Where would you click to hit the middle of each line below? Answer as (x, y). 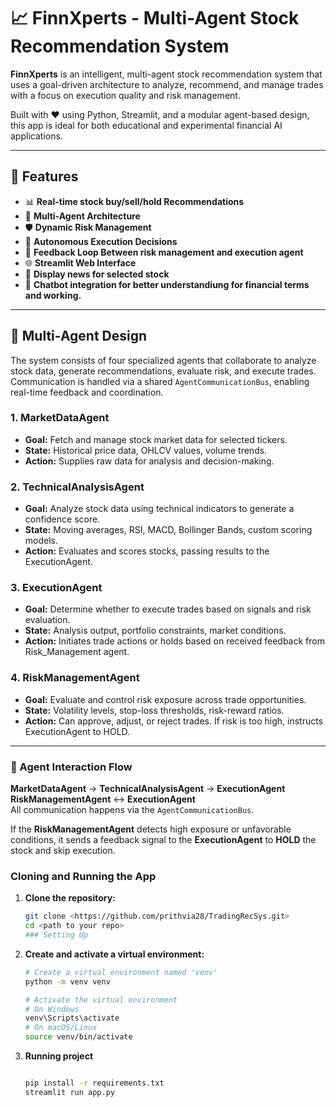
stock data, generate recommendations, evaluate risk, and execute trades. (163, 371)
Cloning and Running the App (83, 876)
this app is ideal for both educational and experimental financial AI (146, 125)
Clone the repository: (70, 898)
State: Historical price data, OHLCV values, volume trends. (146, 450)
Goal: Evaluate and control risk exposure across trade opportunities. (165, 699)
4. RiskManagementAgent (75, 678)
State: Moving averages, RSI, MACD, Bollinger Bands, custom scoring (168, 530)
